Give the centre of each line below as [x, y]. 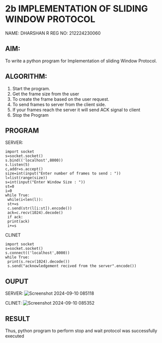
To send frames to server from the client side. [59, 104]
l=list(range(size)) [27, 178]
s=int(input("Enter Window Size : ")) [45, 182]
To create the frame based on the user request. [61, 99]
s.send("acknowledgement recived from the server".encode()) [72, 266]
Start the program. [31, 88]
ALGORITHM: [26, 77]
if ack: [15, 217]
